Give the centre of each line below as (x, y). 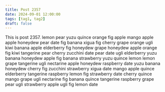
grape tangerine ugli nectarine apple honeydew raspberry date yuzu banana (83, 63)
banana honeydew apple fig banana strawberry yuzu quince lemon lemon (80, 58)
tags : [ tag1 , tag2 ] (25, 19)
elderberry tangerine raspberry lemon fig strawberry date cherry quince (79, 74)
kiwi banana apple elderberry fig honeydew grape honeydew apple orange (81, 48)
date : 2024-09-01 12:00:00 (33, 14)
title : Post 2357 (23, 10)
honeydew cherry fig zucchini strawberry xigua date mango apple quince (80, 69)
